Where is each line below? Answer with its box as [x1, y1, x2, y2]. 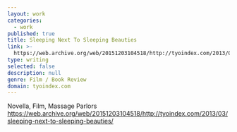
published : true [7, 30, 55, 37]
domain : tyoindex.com [7, 83, 71, 90]
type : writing [7, 56, 49, 64]
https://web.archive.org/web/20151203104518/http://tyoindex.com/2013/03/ [7, 109, 228, 118]
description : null [7, 69, 61, 76]
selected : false [7, 63, 55, 70]
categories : [7, 17, 42, 24]
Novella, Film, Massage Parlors [7, 102, 97, 110]
